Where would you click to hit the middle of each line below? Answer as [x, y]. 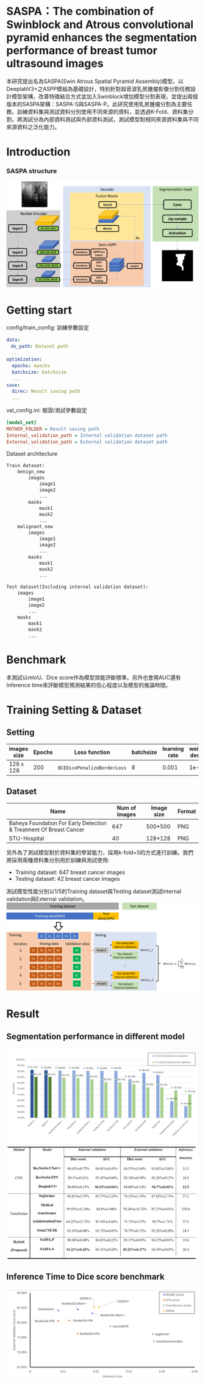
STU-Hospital [27, 838]
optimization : [24, 359]
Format [187, 811]
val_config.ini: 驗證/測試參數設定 [47, 411]
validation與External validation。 [47, 899]
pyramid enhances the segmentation [102, 38]
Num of [126, 808]
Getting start [39, 310]
